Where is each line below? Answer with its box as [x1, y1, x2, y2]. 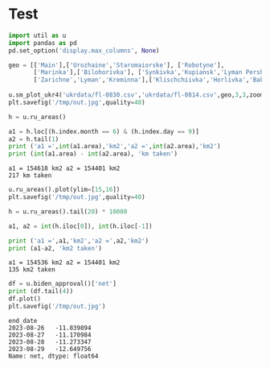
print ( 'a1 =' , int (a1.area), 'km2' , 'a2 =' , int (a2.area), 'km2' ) [8, 143, 221, 151]
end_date [8, 316, 38, 325]
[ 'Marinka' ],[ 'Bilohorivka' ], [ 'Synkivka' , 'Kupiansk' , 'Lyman [33, 68, 243, 76]
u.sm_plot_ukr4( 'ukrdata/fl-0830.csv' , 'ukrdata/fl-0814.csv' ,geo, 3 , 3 [8, 91, 247, 99]
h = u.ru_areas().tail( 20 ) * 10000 [8, 207, 128, 216]
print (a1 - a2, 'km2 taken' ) [8, 244, 103, 252]
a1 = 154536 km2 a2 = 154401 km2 [8, 258, 121, 267]
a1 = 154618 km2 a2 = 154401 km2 [8, 164, 121, 173]
